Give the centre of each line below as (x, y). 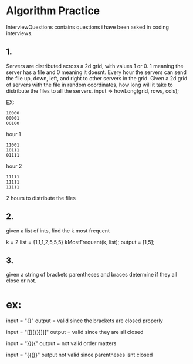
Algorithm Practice (53, 11)
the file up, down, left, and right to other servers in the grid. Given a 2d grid (97, 78)
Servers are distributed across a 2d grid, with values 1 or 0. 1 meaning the (95, 66)
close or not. (21, 281)
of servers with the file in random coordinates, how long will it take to (89, 85)
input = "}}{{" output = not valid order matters (61, 343)
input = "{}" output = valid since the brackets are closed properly (84, 321)
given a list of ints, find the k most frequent (58, 231)
